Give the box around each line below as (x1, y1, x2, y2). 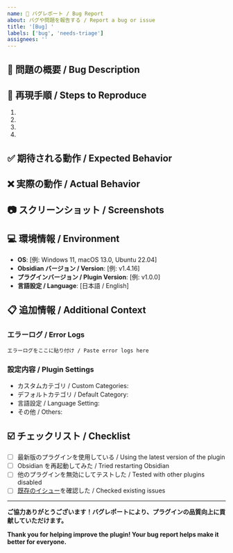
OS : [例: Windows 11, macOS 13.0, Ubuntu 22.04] (17, 255, 157, 264)
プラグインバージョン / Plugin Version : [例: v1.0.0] (17, 273, 161, 282)
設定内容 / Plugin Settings (7, 364, 94, 374)
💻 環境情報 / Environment (7, 232, 120, 244)
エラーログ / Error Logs (7, 330, 85, 339)
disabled (17, 478, 42, 487)
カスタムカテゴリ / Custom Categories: (17, 382, 129, 390)
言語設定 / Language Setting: (17, 399, 100, 408)
